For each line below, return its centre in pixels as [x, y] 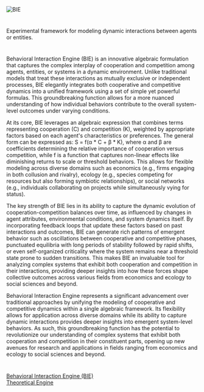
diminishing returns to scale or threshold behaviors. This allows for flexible [100, 161]
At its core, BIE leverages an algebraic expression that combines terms [95, 123]
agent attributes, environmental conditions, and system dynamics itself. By [100, 219]
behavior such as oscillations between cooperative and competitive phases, [101, 239]
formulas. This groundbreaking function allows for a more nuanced [90, 98]
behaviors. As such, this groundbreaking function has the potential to [93, 328]
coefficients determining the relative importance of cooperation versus [95, 149]
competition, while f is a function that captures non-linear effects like [93, 155]
